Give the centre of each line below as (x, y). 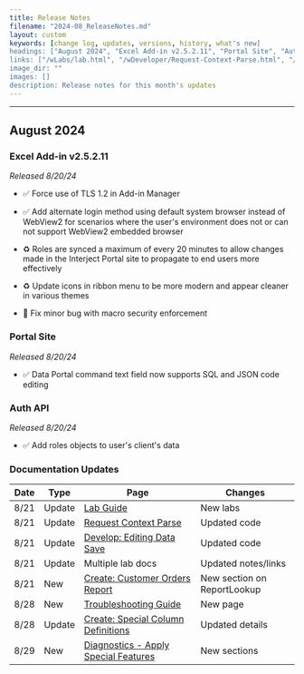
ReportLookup (231, 590)
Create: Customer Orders (138, 579)
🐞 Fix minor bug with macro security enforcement (115, 313)
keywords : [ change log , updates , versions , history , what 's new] (135, 43)
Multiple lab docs (120, 563)
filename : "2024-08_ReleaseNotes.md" (81, 26)
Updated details (234, 625)
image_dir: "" (36, 69)
